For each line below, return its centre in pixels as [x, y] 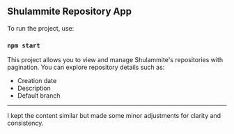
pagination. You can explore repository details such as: [86, 67]
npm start [24, 45]
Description [34, 88]
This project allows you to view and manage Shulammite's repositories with [115, 60]
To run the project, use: [41, 28]
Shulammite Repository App [70, 12]
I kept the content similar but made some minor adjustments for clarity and [114, 116]
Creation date [37, 81]
